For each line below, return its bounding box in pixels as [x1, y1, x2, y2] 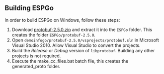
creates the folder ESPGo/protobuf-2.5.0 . [11, 32, 95, 37]
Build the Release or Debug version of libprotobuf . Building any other [11, 47, 155, 53]
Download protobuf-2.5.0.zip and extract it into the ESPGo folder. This [11, 27, 153, 33]
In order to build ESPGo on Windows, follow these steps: [4, 17, 120, 23]
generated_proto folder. [11, 63, 61, 69]
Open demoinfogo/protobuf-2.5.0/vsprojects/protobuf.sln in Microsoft [11, 37, 160, 43]
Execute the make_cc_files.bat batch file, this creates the [11, 58, 129, 64]
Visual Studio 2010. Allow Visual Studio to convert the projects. [11, 42, 141, 48]
